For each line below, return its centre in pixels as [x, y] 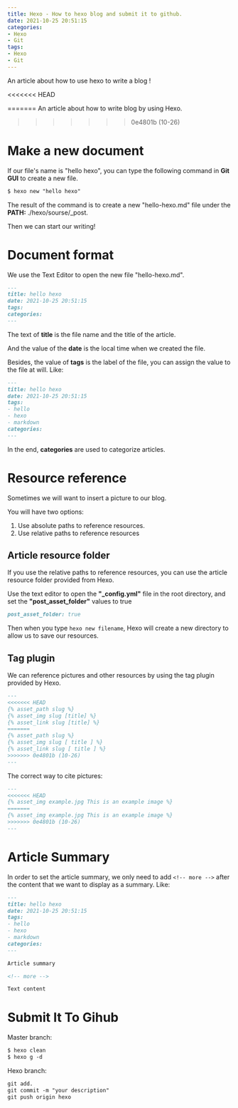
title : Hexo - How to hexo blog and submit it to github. [95, 14]
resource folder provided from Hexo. [61, 580]
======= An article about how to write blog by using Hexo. [95, 108]
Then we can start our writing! [52, 226]
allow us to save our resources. [53, 636]
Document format [61, 255]
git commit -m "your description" [59, 1090]
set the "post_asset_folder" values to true [70, 601]
